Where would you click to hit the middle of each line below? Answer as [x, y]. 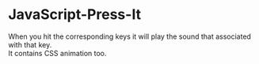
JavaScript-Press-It [74, 15]
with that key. [30, 44]
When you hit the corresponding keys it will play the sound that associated [130, 36]
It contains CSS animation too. [57, 53]
